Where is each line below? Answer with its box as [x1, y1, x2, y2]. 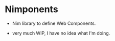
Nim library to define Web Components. [12, 20, 96, 26]
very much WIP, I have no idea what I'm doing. [12, 30, 110, 36]
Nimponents [5, 4, 58, 15]
